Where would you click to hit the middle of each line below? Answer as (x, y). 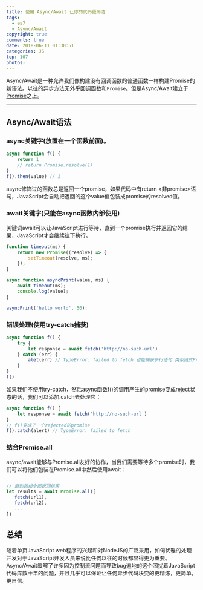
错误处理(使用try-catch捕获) (47, 324)
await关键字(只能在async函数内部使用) (63, 214)
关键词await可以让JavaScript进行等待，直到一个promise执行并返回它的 (95, 228)
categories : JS (25, 51)
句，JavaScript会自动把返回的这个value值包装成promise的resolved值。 (95, 196)
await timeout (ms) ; (42, 286)
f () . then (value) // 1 (34, 176)
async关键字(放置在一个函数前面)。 (58, 141)
